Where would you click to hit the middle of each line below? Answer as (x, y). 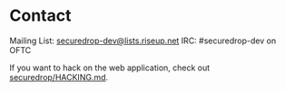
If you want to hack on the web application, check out (110, 68)
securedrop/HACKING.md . (59, 77)
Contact (40, 16)
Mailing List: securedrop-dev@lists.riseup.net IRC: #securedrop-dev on (143, 41)
